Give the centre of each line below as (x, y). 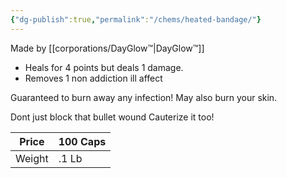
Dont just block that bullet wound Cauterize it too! (112, 117)
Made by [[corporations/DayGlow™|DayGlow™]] (107, 48)
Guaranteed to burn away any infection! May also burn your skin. (144, 97)
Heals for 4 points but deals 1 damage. (104, 67)
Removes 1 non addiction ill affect (93, 78)
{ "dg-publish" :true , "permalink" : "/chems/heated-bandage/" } (136, 19)
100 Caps (82, 141)
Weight (32, 158)
